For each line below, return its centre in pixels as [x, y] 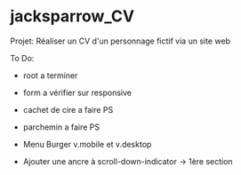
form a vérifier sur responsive [77, 92]
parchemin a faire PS [61, 127]
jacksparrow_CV [72, 16]
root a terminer [50, 75]
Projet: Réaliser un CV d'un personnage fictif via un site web [120, 41]
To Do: [22, 58]
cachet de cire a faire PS [68, 109]
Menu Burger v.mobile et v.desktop [87, 144]
